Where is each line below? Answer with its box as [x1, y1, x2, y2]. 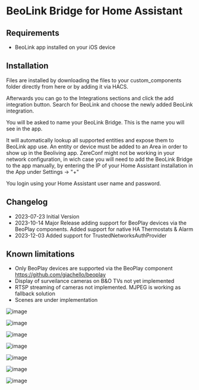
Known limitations [6, 249, 75, 260]
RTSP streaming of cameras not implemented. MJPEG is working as [14, 284, 181, 291]
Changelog [6, 197, 48, 207]
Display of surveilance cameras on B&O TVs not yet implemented [14, 277, 175, 285]
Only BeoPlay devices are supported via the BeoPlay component [14, 265, 173, 272]
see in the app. [6, 125, 43, 132]
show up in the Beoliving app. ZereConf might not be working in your [6, 149, 175, 156]
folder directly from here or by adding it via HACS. [6, 83, 129, 90]
